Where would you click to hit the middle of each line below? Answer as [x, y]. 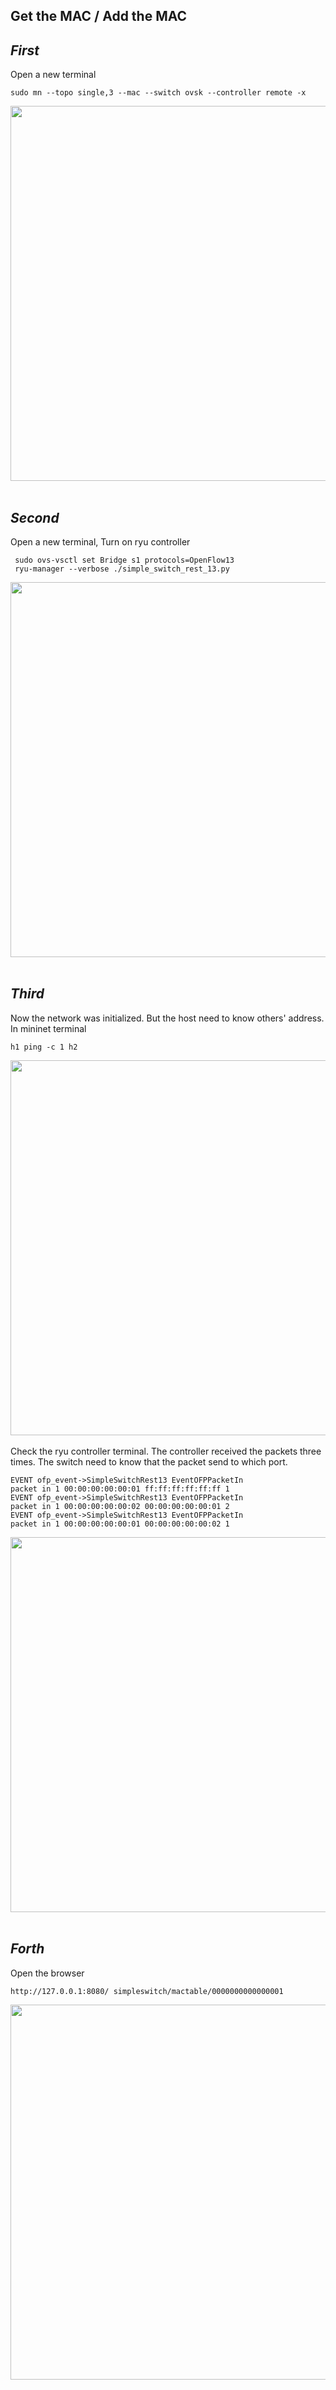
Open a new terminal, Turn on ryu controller [100, 542]
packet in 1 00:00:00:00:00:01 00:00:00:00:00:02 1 [120, 1524]
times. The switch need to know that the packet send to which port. [149, 1461]
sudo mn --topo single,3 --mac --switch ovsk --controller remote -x [158, 93]
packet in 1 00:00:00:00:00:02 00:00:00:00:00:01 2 [120, 1506]
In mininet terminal [48, 1028]
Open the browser [47, 1973]
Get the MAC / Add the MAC [99, 16]
